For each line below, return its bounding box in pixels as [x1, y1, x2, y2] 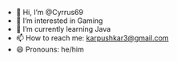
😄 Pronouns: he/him [15, 44, 84, 54]
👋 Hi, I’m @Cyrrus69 [15, 8, 84, 17]
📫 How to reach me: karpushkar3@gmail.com [15, 33, 170, 43]
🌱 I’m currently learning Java [15, 25, 111, 33]
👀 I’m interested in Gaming [15, 16, 103, 25]
